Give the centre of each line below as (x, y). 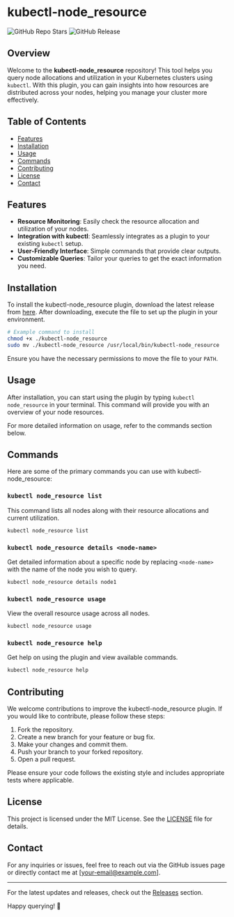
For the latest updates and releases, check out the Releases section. (105, 892)
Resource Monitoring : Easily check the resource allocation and (108, 222)
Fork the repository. (46, 730)
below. (17, 433)
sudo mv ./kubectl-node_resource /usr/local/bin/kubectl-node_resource (113, 345)
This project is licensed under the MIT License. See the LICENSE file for (110, 819)
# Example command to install (51, 332)
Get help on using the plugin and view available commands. (93, 657)
